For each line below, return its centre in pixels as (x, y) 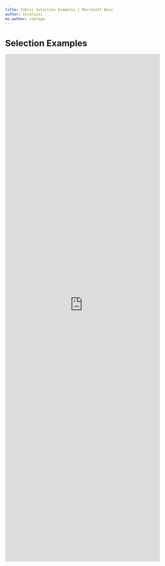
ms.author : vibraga (25, 19)
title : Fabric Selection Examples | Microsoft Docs (59, 10)
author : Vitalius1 (24, 14)
